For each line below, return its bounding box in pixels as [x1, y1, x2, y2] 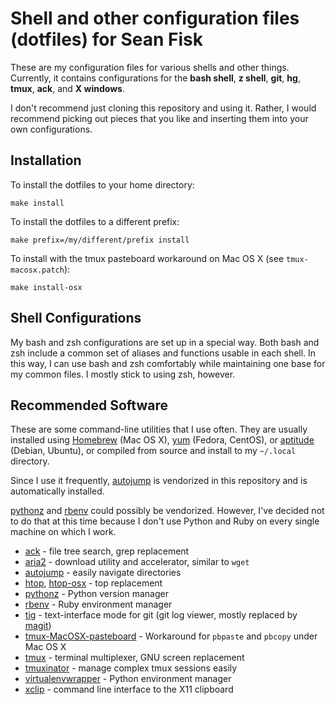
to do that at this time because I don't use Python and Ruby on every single [10, 515, 320, 527]
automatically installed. [10, 485, 105, 497]
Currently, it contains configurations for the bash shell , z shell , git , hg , [10, 72, 301, 84]
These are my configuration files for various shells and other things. [10, 61, 290, 73]
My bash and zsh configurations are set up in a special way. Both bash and [10, 336, 320, 348]
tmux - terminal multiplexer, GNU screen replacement [24, 652, 245, 664]
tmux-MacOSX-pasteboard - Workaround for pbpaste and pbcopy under [24, 630, 318, 642]
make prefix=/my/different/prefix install [10, 235, 190, 245]
